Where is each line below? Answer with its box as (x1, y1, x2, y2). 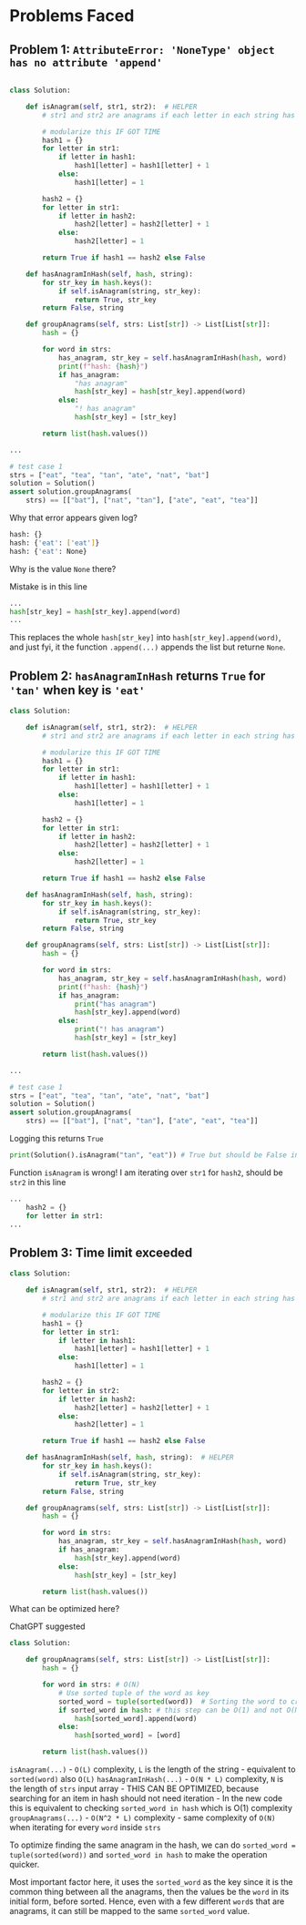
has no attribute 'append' (9, 56, 163, 69)
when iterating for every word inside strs (9, 1822, 161, 1832)
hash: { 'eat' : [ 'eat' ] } (9, 538, 100, 548)
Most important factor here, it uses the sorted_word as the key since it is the (9, 1877, 293, 1887)
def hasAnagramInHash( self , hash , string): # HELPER (25, 1453, 234, 1462)
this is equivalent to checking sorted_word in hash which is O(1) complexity (9, 1803, 293, 1813)
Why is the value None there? (9, 563, 117, 574)
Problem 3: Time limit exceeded (9, 1244, 193, 1260)
